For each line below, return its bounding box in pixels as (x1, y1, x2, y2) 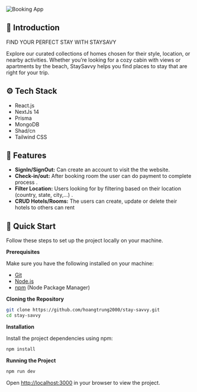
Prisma (14, 114, 33, 122)
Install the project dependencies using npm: (6, 335, 114, 342)
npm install (6, 346, 35, 352)
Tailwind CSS (14, 133, 47, 141)
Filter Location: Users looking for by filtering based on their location (14, 185, 182, 192)
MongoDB (14, 120, 40, 128)
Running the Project (6, 356, 56, 364)
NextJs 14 (14, 108, 40, 115)
